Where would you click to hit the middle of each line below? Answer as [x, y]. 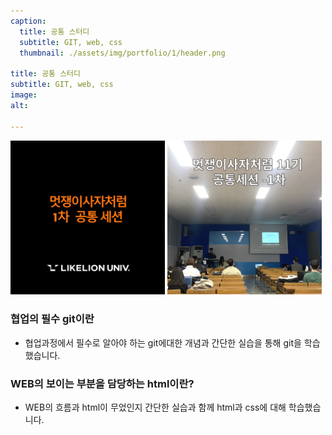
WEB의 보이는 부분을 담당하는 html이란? [102, 383]
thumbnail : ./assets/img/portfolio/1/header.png [122, 53]
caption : [28, 21]
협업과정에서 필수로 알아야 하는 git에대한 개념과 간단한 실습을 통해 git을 [163, 342]
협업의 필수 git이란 [52, 319]
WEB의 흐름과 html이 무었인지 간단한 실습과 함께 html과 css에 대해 [155, 407]
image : [24, 95]
